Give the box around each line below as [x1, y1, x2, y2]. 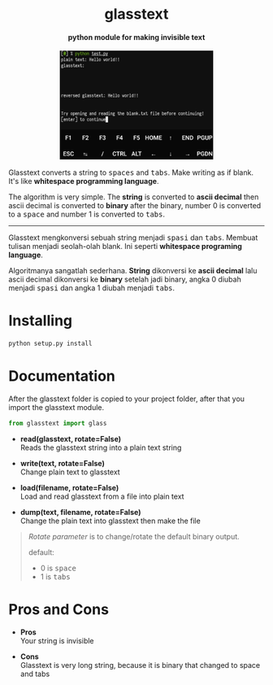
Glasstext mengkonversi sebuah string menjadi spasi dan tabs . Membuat [8, 233, 258, 242]
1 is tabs [40, 571, 71, 582]
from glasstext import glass [8, 419, 107, 427]
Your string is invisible [19, 635, 95, 645]
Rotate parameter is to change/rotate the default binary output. [28, 531, 240, 541]
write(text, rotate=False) [19, 458, 106, 468]
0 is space [40, 563, 77, 573]
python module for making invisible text [67, 32, 206, 41]
